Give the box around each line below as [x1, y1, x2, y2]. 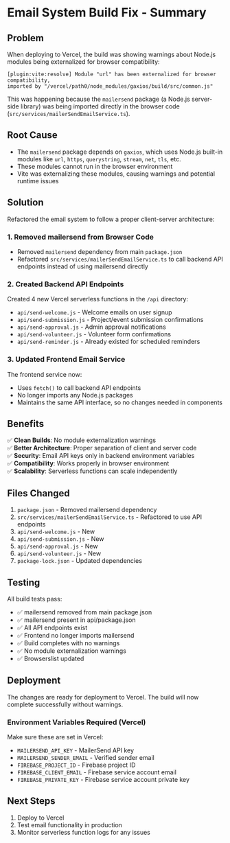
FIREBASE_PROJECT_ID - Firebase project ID [16, 761, 136, 770]
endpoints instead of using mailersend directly [16, 262, 149, 270]
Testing [7, 577, 41, 588]
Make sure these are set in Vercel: [7, 733, 104, 741]
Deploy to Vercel [16, 813, 65, 822]
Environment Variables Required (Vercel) [7, 717, 146, 727]
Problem [7, 32, 45, 44]
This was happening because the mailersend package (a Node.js [7, 95, 190, 103]
